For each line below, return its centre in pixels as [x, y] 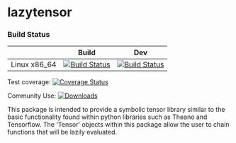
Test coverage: [29, 82]
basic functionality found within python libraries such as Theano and [107, 117]
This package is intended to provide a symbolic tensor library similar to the [116, 110]
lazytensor [40, 12]
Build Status [29, 35]
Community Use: [32, 96]
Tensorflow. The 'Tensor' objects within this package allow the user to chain [118, 125]
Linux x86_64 [34, 64]
